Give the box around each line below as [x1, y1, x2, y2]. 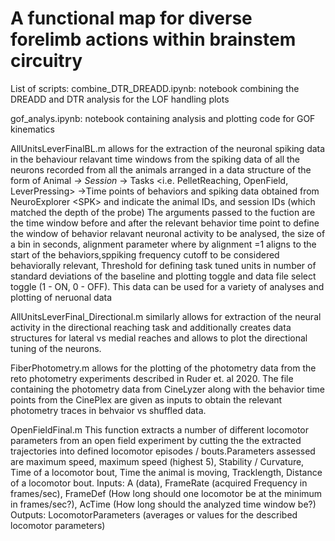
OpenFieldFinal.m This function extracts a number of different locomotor [10, 423, 310, 436]
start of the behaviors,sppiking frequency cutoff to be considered [10, 248, 280, 261]
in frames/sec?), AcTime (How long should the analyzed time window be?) [10, 498, 317, 510]
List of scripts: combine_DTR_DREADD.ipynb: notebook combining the [10, 82, 300, 94]
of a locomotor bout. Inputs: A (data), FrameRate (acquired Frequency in [10, 477, 308, 489]
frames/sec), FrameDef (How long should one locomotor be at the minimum [10, 487, 323, 499]
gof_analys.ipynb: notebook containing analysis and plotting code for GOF [10, 112, 316, 124]
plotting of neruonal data [10, 291, 112, 303]
